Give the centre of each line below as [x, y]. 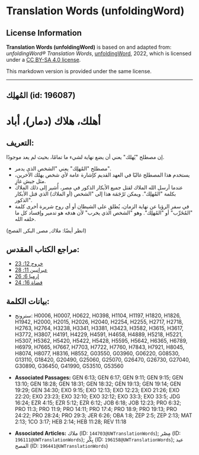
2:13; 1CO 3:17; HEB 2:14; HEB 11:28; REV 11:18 [70, 422]
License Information [44, 33]
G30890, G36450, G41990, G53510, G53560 [69, 366]
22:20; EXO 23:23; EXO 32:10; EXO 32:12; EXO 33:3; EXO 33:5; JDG [97, 397]
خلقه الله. [25, 219]
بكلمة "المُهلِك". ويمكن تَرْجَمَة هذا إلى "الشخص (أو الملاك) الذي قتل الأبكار [95, 194]
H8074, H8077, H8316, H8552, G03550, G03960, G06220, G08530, [97, 353]
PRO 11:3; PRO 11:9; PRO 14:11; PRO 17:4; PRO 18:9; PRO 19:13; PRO [96, 409]
